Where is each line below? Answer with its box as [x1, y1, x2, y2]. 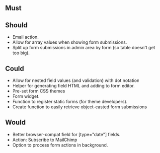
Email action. [12, 34, 39, 40]
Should [5, 21, 28, 29]
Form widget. [12, 93, 40, 99]
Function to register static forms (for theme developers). [12, 99, 128, 105]
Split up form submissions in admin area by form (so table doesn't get [12, 45, 156, 51]
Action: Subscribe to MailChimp [12, 137, 78, 143]
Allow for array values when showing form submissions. [12, 39, 127, 45]
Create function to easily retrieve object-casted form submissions [12, 104, 147, 110]
